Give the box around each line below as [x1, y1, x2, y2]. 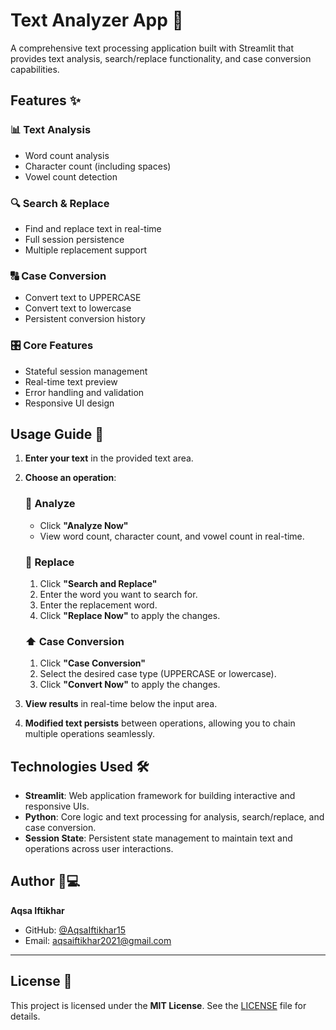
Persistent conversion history [24, 313, 146, 325]
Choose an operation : [24, 472, 117, 484]
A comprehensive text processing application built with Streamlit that [10, 42, 295, 54]
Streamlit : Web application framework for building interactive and [24, 790, 296, 802]
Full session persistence [24, 233, 125, 245]
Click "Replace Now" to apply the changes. [39, 609, 221, 621]
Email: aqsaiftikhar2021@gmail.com [24, 934, 172, 946]
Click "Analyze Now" [39, 519, 129, 531]
